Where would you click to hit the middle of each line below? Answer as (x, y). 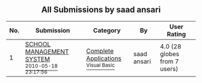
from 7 (170, 61)
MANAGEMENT (47, 51)
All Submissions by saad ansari (101, 10)
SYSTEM (38, 59)
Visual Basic (101, 65)
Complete (100, 51)
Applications (104, 58)
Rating (176, 34)
